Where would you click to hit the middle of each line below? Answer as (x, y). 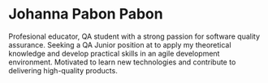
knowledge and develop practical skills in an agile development (114, 53)
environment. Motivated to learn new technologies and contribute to (122, 62)
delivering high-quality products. (63, 70)
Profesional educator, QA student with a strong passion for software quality (134, 36)
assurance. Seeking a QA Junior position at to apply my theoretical (120, 44)
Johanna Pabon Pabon (86, 14)
